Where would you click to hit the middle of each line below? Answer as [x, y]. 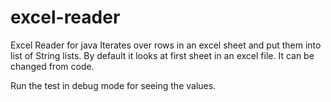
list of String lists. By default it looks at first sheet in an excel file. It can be [162, 55]
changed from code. [52, 66]
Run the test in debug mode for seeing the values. [113, 85]
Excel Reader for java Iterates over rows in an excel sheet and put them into [166, 45]
